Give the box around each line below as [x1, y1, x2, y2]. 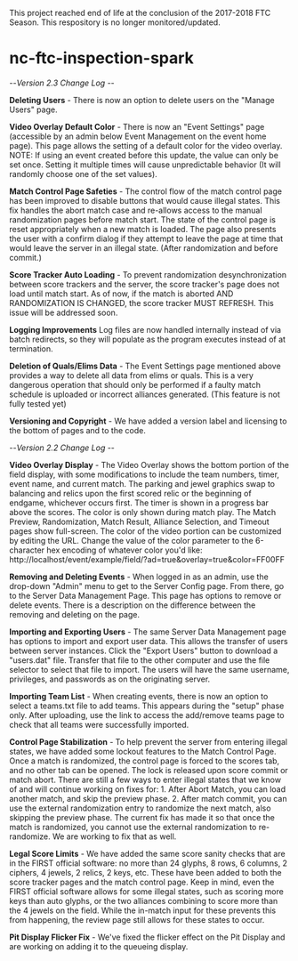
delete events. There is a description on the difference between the [9, 600, 256, 610]
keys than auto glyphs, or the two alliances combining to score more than [9, 895, 278, 906]
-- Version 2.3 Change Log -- [9, 77, 116, 88]
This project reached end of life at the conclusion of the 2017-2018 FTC [9, 8, 271, 18]
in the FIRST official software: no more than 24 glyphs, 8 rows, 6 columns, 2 [9, 858, 287, 868]
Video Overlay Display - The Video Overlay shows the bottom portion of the [9, 459, 289, 470]
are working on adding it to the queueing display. [9, 941, 189, 951]
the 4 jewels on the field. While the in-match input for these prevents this [9, 905, 277, 916]
